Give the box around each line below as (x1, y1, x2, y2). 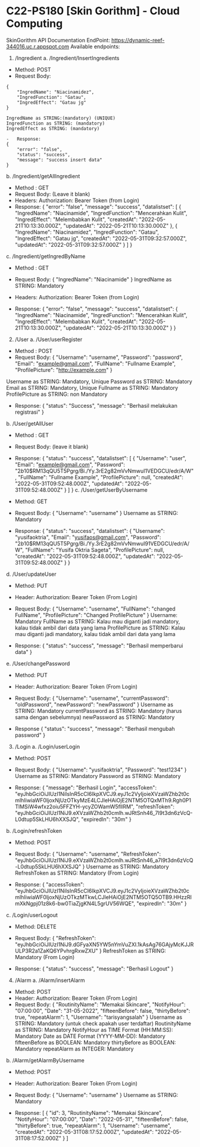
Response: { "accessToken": (14, 881, 85, 888)
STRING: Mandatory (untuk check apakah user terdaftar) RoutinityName (14, 1019, 192, 1027)
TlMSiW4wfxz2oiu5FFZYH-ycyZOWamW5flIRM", (14, 803, 135, 810)
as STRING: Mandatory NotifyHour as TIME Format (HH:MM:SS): (14, 1026, 173, 1033)
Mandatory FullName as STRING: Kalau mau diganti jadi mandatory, (14, 618, 180, 625)
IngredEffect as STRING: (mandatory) (6, 125, 100, 132)
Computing (6, 17, 63, 30)
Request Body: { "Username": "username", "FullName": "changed (14, 605, 176, 612)
